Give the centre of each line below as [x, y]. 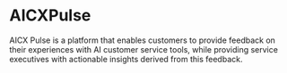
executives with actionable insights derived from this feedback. [126, 59]
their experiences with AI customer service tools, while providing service [143, 49]
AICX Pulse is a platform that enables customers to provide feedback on [143, 40]
